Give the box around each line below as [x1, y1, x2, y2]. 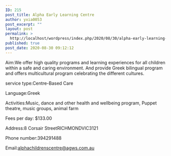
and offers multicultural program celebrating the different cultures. [5, 70, 145, 76]
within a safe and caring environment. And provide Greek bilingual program [5, 65, 163, 71]
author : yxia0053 [5, 17, 42, 22]
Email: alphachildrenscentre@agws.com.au [5, 145, 95, 151]
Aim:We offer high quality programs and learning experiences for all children [5, 59, 165, 65]
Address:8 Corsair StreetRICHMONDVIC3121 [5, 125, 98, 131]
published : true [5, 41, 40, 46]
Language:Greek [5, 90, 41, 96]
